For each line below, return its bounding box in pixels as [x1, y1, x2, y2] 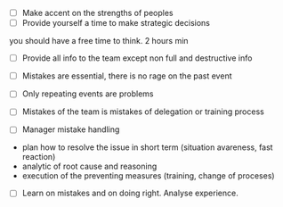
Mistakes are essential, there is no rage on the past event [21, 70, 232, 81]
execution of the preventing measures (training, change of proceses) [21, 170, 275, 181]
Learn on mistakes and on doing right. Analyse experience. [21, 187, 239, 199]
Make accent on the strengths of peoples [21, 8, 174, 18]
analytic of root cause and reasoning [21, 161, 158, 172]
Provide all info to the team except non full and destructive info [21, 53, 253, 63]
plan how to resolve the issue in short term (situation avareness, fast [21, 142, 273, 153]
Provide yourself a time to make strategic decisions [21, 18, 211, 29]
